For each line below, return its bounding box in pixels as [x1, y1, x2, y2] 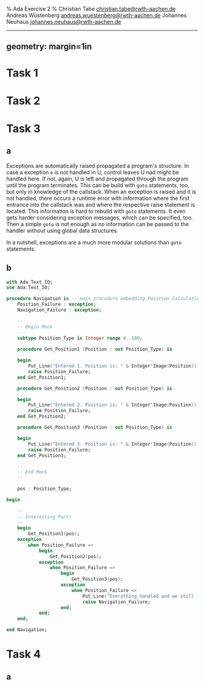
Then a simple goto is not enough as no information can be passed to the [6, 220, 189, 227]
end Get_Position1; [17, 374, 67, 381]
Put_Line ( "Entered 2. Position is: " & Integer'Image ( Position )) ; [28, 402, 200, 408]
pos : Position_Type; [17, 486, 72, 492]
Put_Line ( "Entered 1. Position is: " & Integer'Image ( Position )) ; [28, 363, 200, 370]
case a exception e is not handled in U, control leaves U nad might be [6, 168, 179, 176]
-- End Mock [17, 469, 47, 475]
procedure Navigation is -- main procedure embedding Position [6, 296, 170, 302]
